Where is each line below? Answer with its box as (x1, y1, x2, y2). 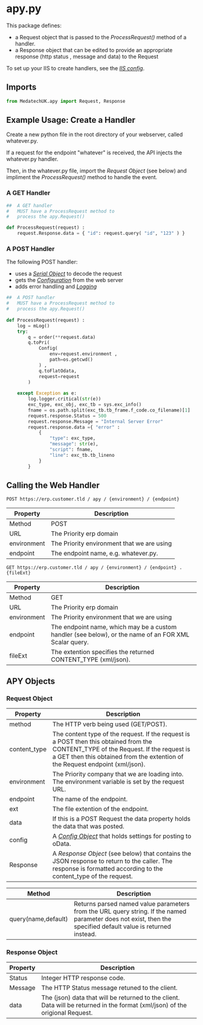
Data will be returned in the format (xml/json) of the (41, 1001, 187, 1009)
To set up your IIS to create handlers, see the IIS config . (6, 64, 145, 71)
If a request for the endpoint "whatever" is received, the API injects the (6, 149, 182, 156)
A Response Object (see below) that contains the (52, 850, 192, 858)
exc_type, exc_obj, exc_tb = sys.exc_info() (28, 402, 142, 408)
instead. (74, 930, 97, 938)
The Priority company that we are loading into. (52, 770, 184, 779)
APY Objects (6, 676, 56, 686)
